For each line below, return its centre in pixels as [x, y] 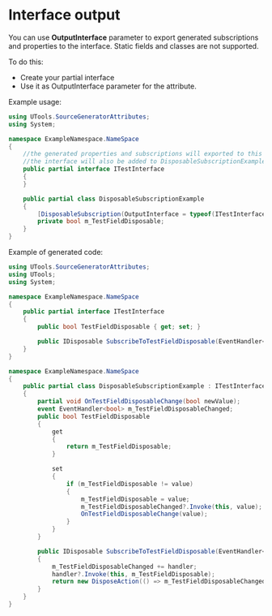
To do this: [26, 62]
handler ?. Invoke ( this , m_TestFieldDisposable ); [134, 574]
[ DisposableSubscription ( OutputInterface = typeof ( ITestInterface [152, 214]
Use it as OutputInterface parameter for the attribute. [108, 86]
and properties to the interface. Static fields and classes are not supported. [134, 45]
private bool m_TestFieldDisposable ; [101, 222]
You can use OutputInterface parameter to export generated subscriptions [134, 37]
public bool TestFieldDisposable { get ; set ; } [119, 327]
